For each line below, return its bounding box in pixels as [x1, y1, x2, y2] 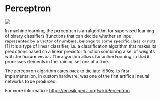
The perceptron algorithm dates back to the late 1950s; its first [5, 68, 130, 74]
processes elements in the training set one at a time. [5, 58, 110, 64]
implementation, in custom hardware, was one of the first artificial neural [5, 73, 150, 79]
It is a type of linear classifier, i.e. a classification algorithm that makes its [11, 43, 157, 49]
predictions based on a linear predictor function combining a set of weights [5, 48, 155, 54]
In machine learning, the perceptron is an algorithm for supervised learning [5, 28, 155, 34]
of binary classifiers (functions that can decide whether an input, [5, 33, 134, 39]
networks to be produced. [5, 78, 57, 84]
